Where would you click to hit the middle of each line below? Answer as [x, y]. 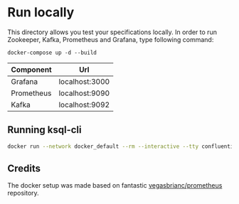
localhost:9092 [84, 104]
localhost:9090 [84, 93]
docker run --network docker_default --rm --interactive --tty [103, 146]
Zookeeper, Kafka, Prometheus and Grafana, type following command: [111, 39]
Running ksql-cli [44, 130]
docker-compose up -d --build [52, 53]
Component [31, 70]
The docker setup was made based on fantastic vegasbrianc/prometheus [115, 186]
